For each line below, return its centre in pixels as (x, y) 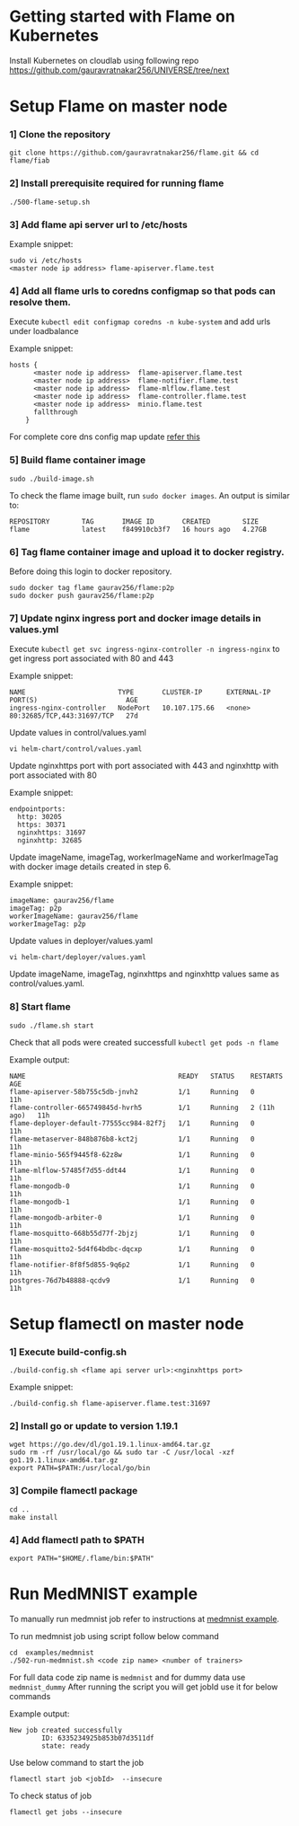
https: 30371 (42, 825)
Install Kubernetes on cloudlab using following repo (104, 60)
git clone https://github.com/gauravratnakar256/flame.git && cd (134, 153)
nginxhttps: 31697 (52, 833)
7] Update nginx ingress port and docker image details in (136, 618)
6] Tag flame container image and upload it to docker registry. (147, 551)
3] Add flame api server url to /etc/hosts (99, 225)
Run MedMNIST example (104, 1594)
